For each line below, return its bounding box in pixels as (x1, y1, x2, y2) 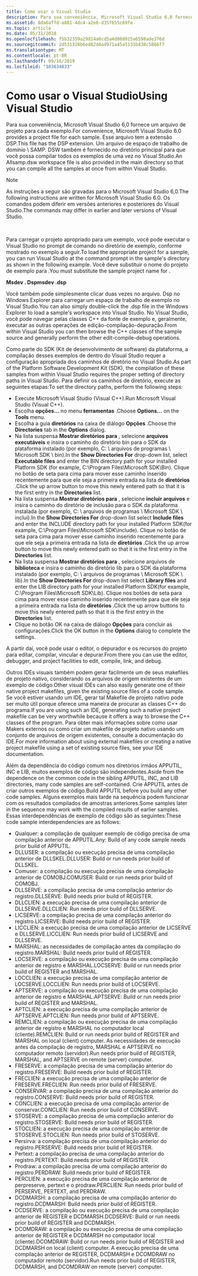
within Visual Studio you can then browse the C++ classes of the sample (6, 328, 182, 335)
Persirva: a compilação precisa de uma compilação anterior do (14, 1138, 167, 1145)
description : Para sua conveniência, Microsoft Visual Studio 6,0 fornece (6, 14, 194, 20)
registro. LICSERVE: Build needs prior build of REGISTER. (14, 918, 151, 925)
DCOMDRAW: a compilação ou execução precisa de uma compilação (14, 1226, 183, 1233)
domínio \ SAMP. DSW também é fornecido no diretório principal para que (6, 146, 186, 154)
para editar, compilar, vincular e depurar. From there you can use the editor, (6, 651, 188, 658)
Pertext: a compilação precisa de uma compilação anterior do (14, 1150, 164, 1157)
